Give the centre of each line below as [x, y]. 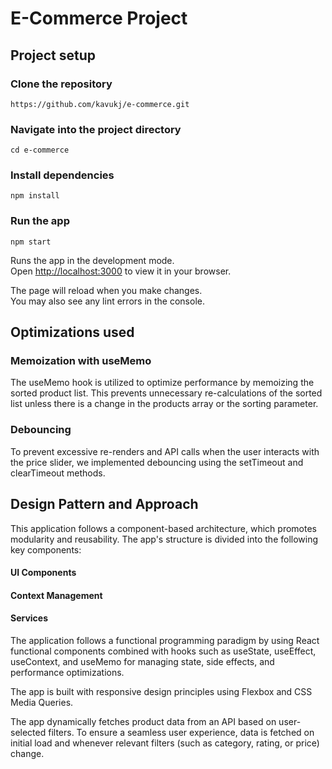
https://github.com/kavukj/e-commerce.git [100, 104]
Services [29, 618]
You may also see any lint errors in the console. [107, 301]
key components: [46, 549]
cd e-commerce [40, 150]
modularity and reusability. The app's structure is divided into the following [164, 539]
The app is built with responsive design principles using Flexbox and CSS [161, 691]
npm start [31, 242]
